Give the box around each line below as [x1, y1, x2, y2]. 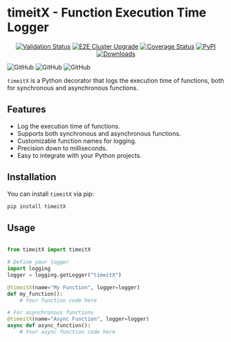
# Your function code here [19, 296, 97, 304]
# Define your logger [7, 259, 70, 266]
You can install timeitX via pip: [7, 190, 94, 198]
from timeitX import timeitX [7, 246, 91, 253]
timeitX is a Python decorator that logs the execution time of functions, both [7, 76, 224, 84]
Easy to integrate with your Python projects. [17, 151, 142, 159]
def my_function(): [7, 290, 63, 297]
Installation [7, 171, 57, 183]
